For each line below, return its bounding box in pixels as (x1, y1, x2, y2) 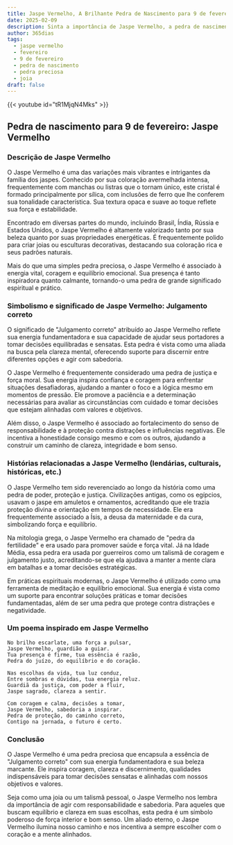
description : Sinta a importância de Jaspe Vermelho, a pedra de (7, 23, 200, 30)
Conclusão (7, 734, 45, 744)
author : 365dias (7, 29, 54, 37)
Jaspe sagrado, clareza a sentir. (7, 688, 107, 695)
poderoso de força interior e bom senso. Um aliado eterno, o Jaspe (7, 815, 200, 824)
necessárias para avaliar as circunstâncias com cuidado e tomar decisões (7, 398, 218, 407)
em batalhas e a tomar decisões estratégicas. (7, 563, 137, 571)
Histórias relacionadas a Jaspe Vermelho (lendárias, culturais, (7, 458, 221, 468)
